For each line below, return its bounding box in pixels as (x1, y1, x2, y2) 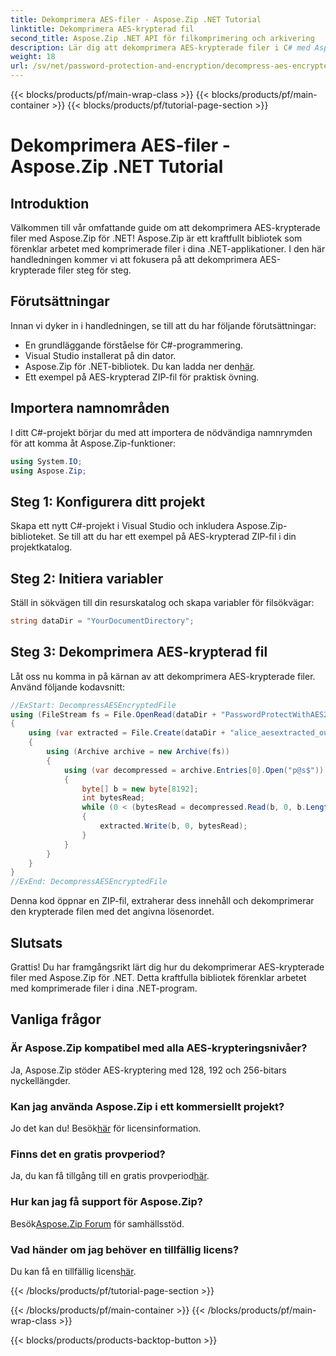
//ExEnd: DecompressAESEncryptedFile (10, 877, 168, 887)
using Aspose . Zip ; (10, 466, 87, 476)
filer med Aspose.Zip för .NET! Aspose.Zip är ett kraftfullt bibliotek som (10, 232, 303, 244)
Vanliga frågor (10, 1011, 102, 1028)
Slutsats (10, 934, 63, 951)
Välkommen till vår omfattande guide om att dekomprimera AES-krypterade (10, 222, 321, 233)
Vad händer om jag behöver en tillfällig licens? (10, 1242, 240, 1256)
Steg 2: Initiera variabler (10, 570, 164, 587)
